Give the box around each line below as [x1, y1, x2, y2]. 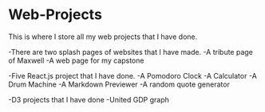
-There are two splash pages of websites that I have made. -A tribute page [8, 47, 254, 56]
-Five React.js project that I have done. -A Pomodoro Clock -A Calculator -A [8, 71, 257, 80]
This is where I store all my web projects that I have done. [8, 32, 198, 41]
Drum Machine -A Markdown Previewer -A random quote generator [8, 79, 230, 89]
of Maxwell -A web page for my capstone [8, 56, 144, 65]
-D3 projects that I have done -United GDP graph [8, 95, 169, 104]
